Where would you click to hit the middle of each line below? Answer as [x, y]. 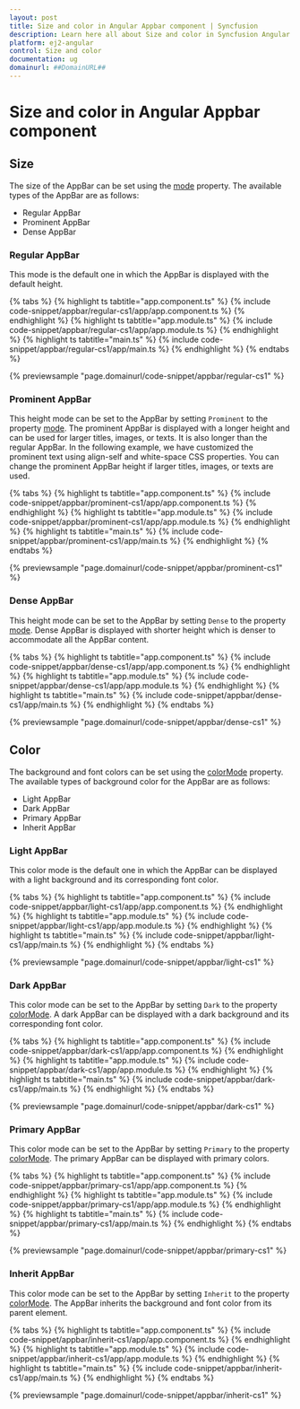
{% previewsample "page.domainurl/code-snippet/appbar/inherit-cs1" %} [146, 1395]
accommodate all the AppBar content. [79, 639]
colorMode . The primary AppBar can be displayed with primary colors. [140, 1159]
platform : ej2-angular [51, 43]
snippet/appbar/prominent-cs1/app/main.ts [89, 541]
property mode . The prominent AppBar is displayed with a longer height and [150, 428]
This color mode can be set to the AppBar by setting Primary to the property [150, 1149]
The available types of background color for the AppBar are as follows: [140, 781]
